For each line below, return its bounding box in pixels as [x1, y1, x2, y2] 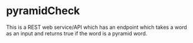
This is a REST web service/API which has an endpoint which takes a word [6, 24, 187, 31]
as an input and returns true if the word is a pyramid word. [6, 29, 148, 37]
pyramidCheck [6, 4, 80, 18]
